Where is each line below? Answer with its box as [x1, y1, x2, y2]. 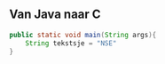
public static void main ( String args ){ [9, 30, 157, 39]
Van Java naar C [9, 7, 101, 22]
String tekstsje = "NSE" [25, 38, 117, 48]
